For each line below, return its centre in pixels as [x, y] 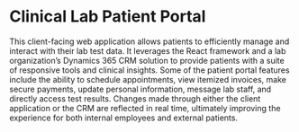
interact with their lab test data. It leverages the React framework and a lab [148, 50]
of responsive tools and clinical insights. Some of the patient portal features [149, 70]
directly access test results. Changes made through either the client [135, 98]
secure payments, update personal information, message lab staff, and [140, 89]
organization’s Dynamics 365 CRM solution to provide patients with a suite [147, 60]
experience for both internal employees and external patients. [124, 118]
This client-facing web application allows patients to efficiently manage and [149, 41]
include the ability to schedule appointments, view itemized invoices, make [148, 79]
